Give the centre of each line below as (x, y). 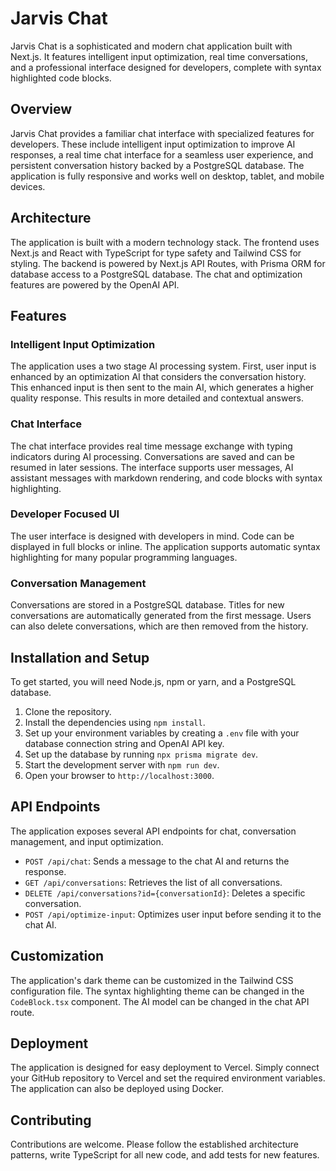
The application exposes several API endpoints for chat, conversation (153, 831)
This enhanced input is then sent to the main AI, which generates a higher (162, 388)
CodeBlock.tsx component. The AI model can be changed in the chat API (160, 1001)
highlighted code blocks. (61, 78)
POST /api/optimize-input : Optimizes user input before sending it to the (173, 914)
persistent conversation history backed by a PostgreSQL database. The (157, 165)
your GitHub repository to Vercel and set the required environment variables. (168, 1078)
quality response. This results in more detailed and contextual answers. (157, 398)
